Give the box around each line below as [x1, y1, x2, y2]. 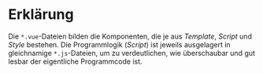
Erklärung [8, 6, 74, 24]
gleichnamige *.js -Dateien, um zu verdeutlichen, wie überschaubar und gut [8, 48, 256, 57]
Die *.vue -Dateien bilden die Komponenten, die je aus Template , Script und [8, 31, 252, 41]
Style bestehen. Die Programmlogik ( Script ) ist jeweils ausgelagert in [8, 39, 231, 49]
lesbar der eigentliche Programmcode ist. [8, 57, 143, 66]
